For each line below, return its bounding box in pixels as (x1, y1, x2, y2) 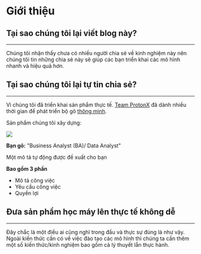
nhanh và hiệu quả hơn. (6, 62, 65, 69)
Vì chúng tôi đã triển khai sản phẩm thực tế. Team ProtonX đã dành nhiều (6, 101, 187, 108)
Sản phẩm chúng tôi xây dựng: (6, 119, 82, 126)
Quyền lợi (14, 189, 39, 196)
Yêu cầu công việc (14, 183, 61, 190)
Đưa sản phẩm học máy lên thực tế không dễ (6, 207, 175, 217)
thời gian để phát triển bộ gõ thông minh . (6, 107, 107, 114)
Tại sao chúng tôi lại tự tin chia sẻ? (6, 80, 137, 90)
